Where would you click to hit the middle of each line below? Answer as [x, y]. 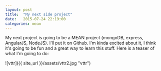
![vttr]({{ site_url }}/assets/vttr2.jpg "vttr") [48, 63]
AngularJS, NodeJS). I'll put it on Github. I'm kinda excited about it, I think [81, 43]
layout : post [19, 10]
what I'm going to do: [27, 54]
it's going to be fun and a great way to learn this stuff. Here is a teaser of [80, 48]
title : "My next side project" [39, 14]
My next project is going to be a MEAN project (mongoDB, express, [74, 38]
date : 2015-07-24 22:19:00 [35, 19]
